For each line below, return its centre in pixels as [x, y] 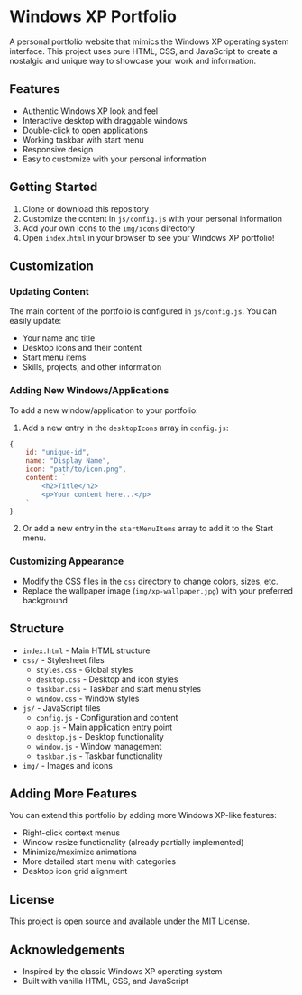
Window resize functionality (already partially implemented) [133, 843]
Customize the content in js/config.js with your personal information [152, 218]
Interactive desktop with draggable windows [105, 120]
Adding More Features [73, 793]
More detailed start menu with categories [99, 861]
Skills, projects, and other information [92, 367]
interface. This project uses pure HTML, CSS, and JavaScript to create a [143, 51]
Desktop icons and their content [82, 348]
